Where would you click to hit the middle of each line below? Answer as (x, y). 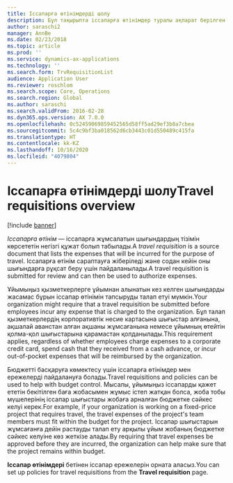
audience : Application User (48, 79)
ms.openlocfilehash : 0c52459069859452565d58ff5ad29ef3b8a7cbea (101, 124)
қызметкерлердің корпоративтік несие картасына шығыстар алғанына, (114, 319)
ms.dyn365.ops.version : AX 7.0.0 (56, 117)
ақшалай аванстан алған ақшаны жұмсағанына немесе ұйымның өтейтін (116, 326)
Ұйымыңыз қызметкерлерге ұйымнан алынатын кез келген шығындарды (116, 289)
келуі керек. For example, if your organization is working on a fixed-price (112, 406)
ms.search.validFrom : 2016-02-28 (56, 111)
